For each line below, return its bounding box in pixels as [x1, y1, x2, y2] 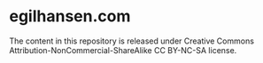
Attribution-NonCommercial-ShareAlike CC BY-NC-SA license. [9, 44, 237, 55]
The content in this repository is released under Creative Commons [9, 35, 255, 46]
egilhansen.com [9, 6, 131, 27]
